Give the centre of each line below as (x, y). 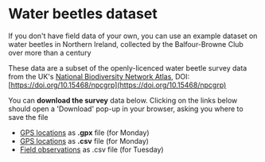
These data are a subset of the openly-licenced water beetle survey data (128, 67)
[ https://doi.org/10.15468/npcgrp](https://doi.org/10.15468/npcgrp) (117, 85)
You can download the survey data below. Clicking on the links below (123, 100)
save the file (28, 117)
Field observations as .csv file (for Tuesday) (92, 149)
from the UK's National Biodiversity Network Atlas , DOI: (99, 76)
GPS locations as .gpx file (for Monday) (84, 133)
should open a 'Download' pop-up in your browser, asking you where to (126, 109)
